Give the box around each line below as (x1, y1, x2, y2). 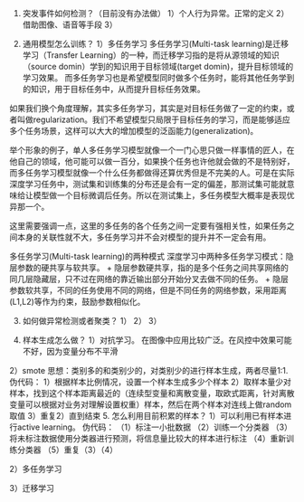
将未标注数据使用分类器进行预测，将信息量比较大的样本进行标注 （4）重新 (9, 433, 287, 443)
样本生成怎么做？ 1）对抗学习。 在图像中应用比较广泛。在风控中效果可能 (22, 335, 292, 346)
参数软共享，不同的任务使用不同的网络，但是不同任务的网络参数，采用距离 (9, 285, 287, 296)
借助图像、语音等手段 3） (22, 19, 118, 30)
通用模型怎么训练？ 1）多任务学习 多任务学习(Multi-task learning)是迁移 (22, 39, 290, 49)
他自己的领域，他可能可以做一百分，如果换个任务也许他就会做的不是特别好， (9, 156, 295, 166)
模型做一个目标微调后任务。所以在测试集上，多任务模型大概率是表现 (33, 190, 287, 201)
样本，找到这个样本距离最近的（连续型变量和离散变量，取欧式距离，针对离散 (9, 388, 295, 398)
